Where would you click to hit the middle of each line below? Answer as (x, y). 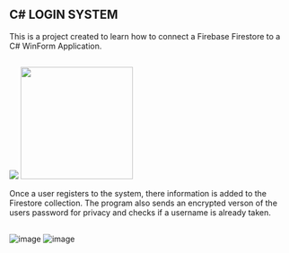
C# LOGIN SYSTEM (64, 15)
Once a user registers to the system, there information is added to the (138, 194)
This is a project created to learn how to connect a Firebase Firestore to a (145, 36)
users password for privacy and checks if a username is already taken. (140, 213)
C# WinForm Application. (56, 46)
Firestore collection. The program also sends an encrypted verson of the (144, 203)
